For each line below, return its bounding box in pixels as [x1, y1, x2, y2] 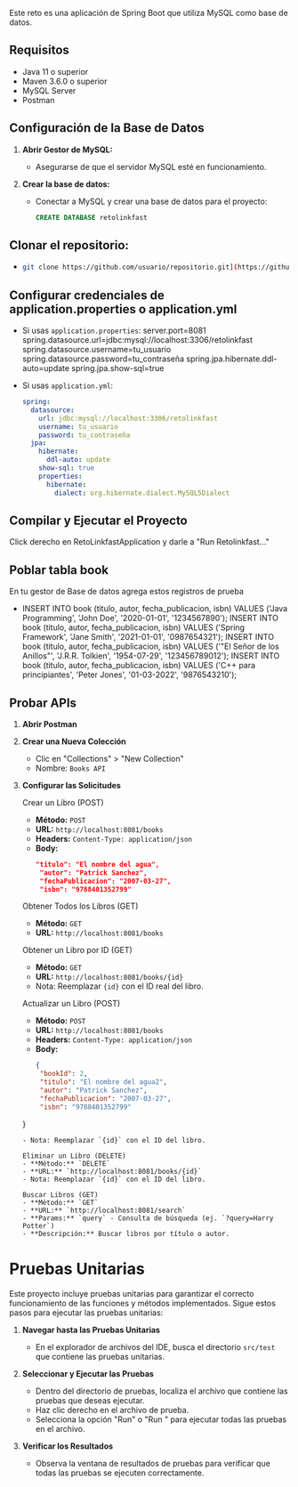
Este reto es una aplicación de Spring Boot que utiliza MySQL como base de [9, 8, 289, 18]
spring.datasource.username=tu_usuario [21, 344, 172, 354]
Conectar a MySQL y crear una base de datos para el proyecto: [35, 196, 268, 206]
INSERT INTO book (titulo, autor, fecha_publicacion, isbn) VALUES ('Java [21, 603, 288, 614]
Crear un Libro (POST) [21, 796, 104, 808]
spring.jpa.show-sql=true [70, 363, 165, 373]
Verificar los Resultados [21, 1441, 114, 1451]
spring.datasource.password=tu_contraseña [21, 353, 185, 364]
